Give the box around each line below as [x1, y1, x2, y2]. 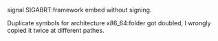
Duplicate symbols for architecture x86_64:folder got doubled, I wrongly [7, 19, 211, 27]
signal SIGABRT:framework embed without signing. [7, 6, 152, 14]
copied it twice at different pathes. [7, 27, 105, 34]
